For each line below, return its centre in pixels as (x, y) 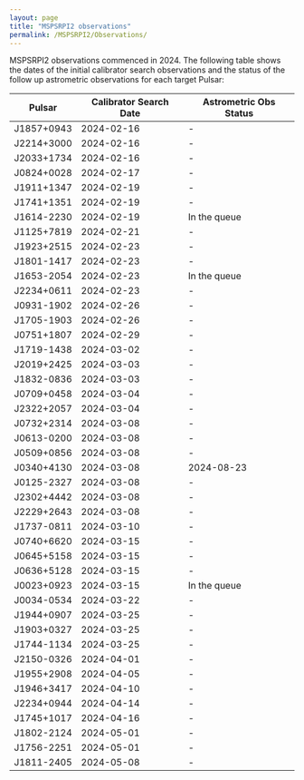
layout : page (34, 18)
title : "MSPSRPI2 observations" (70, 26)
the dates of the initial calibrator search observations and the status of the (147, 70)
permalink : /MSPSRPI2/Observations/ (78, 34)
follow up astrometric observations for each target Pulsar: (117, 80)
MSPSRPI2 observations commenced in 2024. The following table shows (145, 61)
